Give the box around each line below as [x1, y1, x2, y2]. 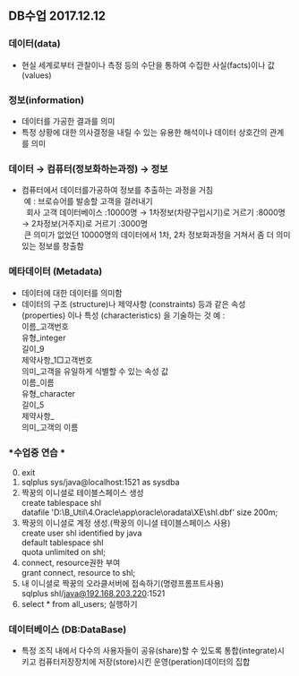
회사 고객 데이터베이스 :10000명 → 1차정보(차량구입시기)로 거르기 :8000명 [25, 207, 286, 218]
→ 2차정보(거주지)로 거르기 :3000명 [21, 218, 149, 229]
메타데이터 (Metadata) [8, 265, 103, 278]
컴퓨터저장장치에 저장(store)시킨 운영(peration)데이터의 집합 [38, 656, 251, 667]
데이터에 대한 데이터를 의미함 [21, 287, 123, 298]
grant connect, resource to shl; [21, 567, 136, 578]
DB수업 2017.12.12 [8, 8, 107, 24]
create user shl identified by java [21, 527, 142, 538]
